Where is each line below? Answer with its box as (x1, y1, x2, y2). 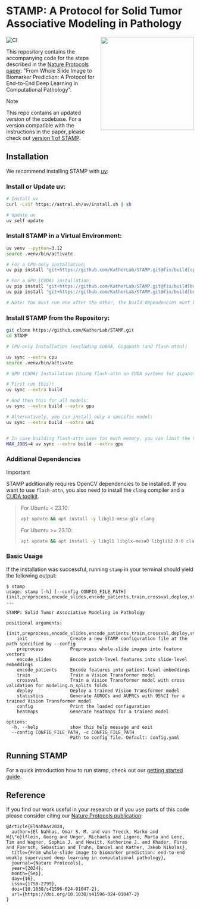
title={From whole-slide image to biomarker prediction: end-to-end (11, 850, 185, 856)
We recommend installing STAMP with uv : (6, 167, 109, 174)
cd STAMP (6, 333, 28, 339)
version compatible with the (6, 121, 74, 129)
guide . (6, 773, 22, 780)
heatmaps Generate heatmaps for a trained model (17, 709, 169, 714)
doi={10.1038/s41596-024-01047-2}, (11, 886, 100, 893)
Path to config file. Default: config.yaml (70, 734, 180, 741)
